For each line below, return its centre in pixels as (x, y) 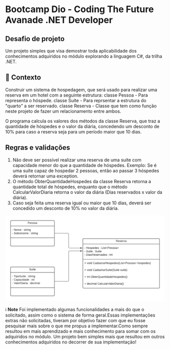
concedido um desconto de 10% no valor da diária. (66, 208)
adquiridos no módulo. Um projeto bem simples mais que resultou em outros (85, 336)
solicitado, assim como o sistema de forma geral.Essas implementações (80, 315)
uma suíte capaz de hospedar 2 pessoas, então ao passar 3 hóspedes (86, 170)
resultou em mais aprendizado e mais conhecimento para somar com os (80, 331)
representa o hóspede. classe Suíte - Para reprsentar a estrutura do (76, 100)
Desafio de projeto (35, 39)
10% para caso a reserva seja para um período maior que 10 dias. (73, 132)
